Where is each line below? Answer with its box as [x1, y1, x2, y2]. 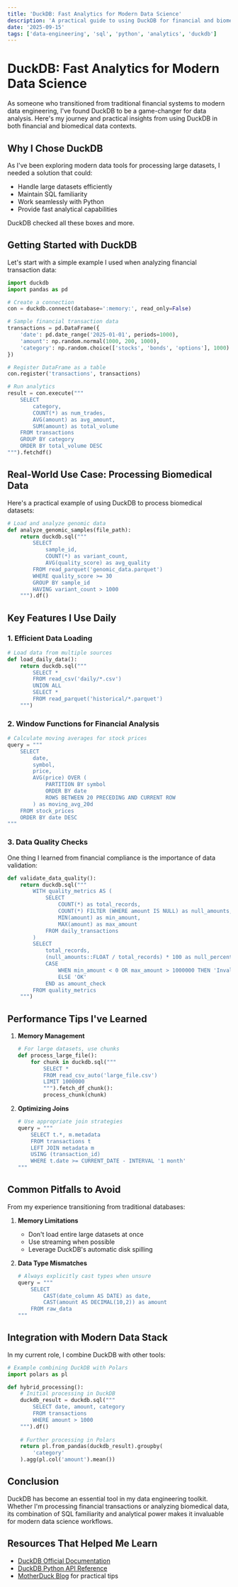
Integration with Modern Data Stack [7, 1332, 168, 1344]
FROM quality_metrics [33, 987, 97, 994]
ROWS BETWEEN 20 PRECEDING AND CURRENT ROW [45, 794, 176, 801]
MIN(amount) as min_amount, [57, 914, 141, 921]
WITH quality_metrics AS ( [33, 887, 113, 895]
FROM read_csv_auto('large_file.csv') [43, 1072, 158, 1079]
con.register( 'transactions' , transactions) [7, 370, 141, 378]
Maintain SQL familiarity [17, 190, 88, 198]
